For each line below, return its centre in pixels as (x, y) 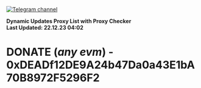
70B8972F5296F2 (53, 78)
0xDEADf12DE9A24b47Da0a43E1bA (100, 65)
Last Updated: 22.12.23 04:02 (45, 28)
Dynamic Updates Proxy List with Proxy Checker (69, 21)
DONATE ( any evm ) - (60, 52)
